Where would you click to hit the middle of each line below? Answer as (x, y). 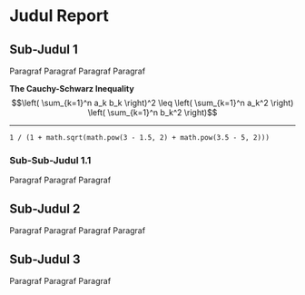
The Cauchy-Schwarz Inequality (72, 88)
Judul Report (59, 16)
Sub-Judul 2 (45, 208)
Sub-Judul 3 (45, 259)
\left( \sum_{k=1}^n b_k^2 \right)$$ (152, 113)
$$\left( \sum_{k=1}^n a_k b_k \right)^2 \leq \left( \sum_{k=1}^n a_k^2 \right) (152, 103)
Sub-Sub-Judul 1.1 (50, 160)
